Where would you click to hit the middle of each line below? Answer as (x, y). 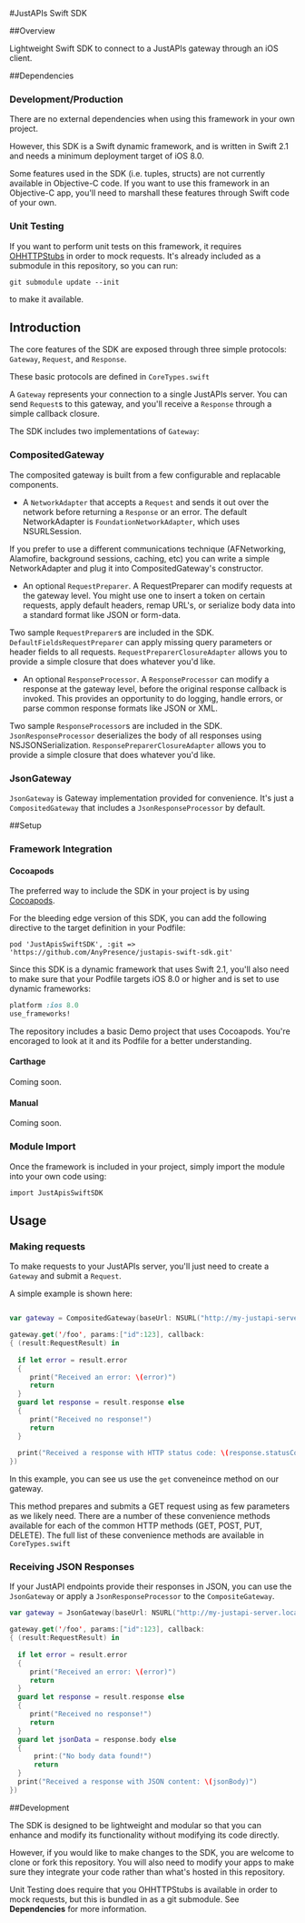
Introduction (45, 327)
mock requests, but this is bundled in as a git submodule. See (124, 1899)
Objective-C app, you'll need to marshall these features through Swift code (150, 193)
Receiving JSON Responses (72, 1567)
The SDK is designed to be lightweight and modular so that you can (135, 1825)
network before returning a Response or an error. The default (135, 511)
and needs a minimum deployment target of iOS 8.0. (107, 156)
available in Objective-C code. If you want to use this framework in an (140, 183)
